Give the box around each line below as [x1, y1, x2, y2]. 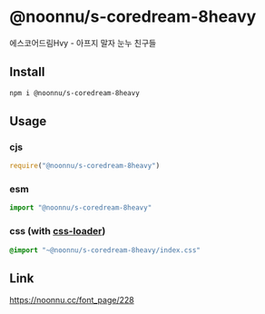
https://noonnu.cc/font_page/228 [9, 295, 134, 306]
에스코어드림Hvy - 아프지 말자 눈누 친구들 [9, 37, 157, 48]
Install [9, 64, 45, 80]
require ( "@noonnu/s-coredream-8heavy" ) [9, 162, 161, 171]
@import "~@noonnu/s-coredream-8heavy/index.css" [9, 245, 201, 255]
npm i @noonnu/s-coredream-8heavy [9, 88, 141, 97]
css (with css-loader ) [9, 225, 106, 238]
